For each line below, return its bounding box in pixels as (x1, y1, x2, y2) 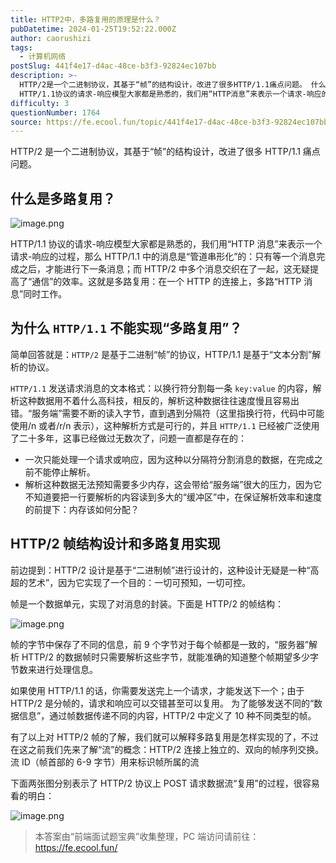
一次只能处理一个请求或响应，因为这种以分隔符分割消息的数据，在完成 (24, 453, 315, 465)
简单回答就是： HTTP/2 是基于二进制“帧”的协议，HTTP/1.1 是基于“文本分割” (10, 348, 313, 360)
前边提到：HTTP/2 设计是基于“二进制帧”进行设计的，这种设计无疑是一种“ (10, 564, 311, 576)
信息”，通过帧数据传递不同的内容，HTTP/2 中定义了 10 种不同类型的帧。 (18, 709, 317, 721)
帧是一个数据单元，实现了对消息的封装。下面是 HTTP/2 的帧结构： (10, 597, 284, 610)
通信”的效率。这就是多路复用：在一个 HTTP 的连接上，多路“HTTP (31, 276, 302, 288)
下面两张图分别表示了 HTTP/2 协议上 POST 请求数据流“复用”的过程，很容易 (10, 777, 320, 789)
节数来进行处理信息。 (10, 663, 98, 675)
